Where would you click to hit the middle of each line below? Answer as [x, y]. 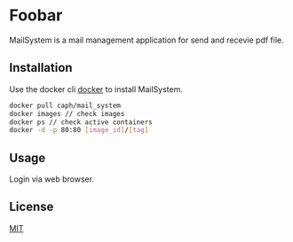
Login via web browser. [52, 179]
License [32, 207]
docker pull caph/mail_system [65, 105]
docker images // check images [67, 113]
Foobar [36, 16]
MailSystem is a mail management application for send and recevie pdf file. [146, 40]
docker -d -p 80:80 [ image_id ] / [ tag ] [79, 130]
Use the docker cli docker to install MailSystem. [96, 89]
